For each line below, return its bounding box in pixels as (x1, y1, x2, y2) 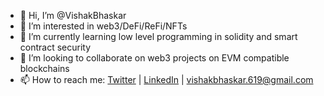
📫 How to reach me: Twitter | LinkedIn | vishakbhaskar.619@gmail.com (19, 74, 314, 85)
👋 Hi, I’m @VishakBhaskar (19, 10, 127, 21)
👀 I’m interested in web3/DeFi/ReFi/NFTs (19, 20, 188, 32)
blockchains (19, 63, 70, 74)
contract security (19, 41, 92, 53)
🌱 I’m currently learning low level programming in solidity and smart (19, 31, 298, 42)
